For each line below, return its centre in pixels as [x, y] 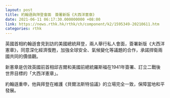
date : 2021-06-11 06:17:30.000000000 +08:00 [53, 19]
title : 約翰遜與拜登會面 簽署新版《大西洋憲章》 [51, 15]
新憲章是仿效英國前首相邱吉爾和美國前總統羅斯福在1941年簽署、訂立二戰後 [83, 67]
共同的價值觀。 [25, 57]
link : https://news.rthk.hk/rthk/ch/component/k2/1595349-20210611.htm [82, 24]
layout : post [19, 10]
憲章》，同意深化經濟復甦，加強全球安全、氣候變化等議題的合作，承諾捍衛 [82, 50]
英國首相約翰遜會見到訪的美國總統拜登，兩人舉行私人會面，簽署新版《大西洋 [85, 44]
